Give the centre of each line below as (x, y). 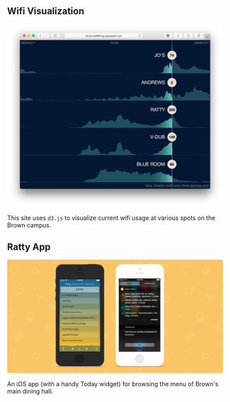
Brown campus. (29, 225)
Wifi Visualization (46, 11)
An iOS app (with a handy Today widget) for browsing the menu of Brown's (113, 384)
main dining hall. (30, 391)
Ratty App (29, 247)
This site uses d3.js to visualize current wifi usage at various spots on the (111, 218)
